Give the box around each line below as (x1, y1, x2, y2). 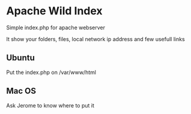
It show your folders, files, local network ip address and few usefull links (6, 35, 185, 42)
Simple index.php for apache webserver (6, 24, 106, 31)
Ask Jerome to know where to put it (6, 101, 95, 109)
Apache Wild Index (6, 4, 103, 18)
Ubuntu (6, 53, 35, 63)
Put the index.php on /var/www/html (6, 69, 96, 76)
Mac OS (6, 86, 37, 96)
